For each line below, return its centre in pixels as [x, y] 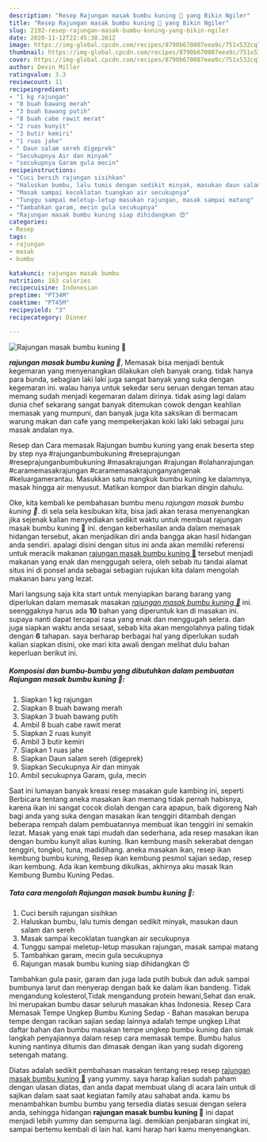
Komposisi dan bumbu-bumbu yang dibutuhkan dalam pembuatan [122, 671]
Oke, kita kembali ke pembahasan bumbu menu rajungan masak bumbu [126, 502]
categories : [29, 222]
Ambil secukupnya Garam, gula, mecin [83, 775]
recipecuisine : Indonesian [53, 288]
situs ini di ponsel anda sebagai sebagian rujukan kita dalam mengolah [124, 570]
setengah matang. [38, 1055]
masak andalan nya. [42, 430]
